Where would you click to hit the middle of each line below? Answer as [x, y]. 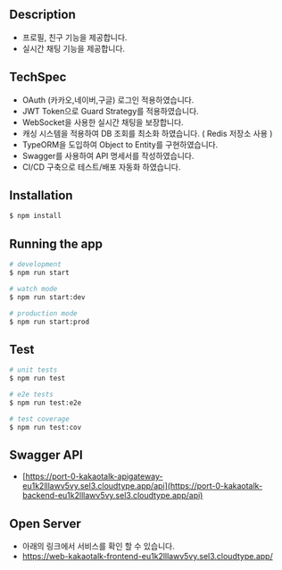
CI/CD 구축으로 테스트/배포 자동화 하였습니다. [101, 167]
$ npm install [36, 216]
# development [36, 264]
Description [42, 15]
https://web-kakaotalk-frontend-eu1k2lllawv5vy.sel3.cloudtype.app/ [148, 557]
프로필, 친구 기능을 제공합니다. [75, 37]
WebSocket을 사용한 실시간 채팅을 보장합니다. [103, 122]
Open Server [46, 523]
